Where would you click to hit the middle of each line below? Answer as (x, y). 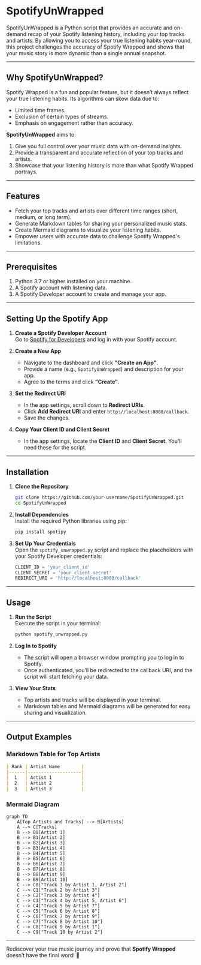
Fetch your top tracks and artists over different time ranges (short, (96, 211)
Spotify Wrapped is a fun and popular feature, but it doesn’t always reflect (98, 92)
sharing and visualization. (55, 712)
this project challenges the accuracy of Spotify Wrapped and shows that (95, 47)
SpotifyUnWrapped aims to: (41, 134)
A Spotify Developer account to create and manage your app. (90, 294)
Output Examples (39, 737)
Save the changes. (47, 418)
